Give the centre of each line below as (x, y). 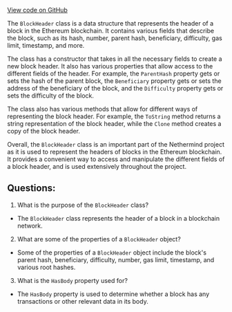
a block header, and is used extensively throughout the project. (97, 166)
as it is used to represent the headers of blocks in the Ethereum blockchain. (115, 152)
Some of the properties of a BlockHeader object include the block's (112, 253)
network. (30, 226)
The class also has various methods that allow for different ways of (103, 109)
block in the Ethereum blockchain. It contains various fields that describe (111, 31)
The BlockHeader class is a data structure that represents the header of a (110, 23)
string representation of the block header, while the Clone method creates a (114, 123)
